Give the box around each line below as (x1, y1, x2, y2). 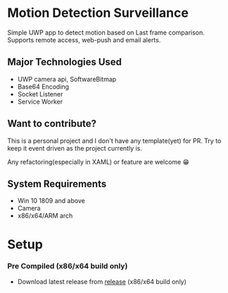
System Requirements (7, 177, 107, 189)
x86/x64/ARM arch (17, 211, 73, 220)
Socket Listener (17, 89, 63, 98)
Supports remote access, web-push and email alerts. (7, 35, 161, 44)
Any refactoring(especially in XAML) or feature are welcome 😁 (7, 157, 190, 166)
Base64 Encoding (17, 82, 69, 91)
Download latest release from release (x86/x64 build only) (17, 277, 186, 286)
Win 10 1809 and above (17, 197, 86, 205)
